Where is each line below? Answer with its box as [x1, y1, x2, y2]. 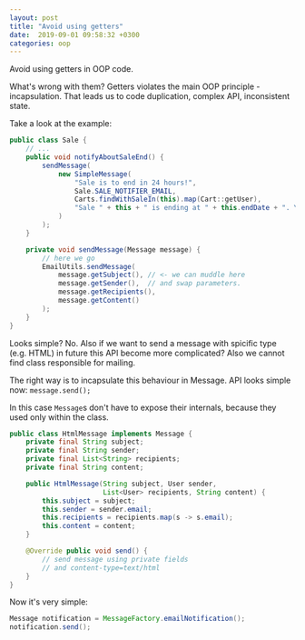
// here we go [42, 254, 95, 263]
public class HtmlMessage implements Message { [9, 429, 193, 438]
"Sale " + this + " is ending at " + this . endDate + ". [74, 204, 290, 213]
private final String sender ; [25, 446, 141, 455]
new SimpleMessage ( [57, 169, 132, 178]
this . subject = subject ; [42, 496, 136, 505]
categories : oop [9, 38, 71, 48]
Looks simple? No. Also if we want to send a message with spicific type [9, 337, 277, 348]
